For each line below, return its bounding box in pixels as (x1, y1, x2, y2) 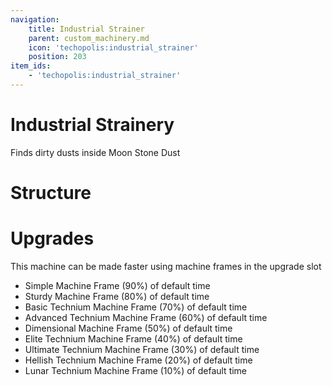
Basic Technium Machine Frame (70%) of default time (24, 301, 248, 313)
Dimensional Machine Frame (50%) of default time (24, 322, 233, 334)
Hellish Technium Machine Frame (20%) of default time (24, 354, 253, 366)
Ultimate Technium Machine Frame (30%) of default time (24, 343, 260, 355)
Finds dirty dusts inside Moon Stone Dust (10, 146, 181, 158)
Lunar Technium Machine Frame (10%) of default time (24, 364, 248, 376)
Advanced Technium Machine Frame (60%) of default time (24, 311, 268, 323)
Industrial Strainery (10, 114, 175, 136)
